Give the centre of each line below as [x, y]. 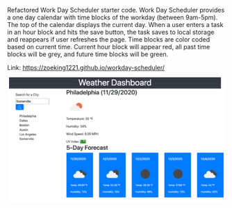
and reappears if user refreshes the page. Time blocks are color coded [109, 40]
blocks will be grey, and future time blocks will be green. [88, 54]
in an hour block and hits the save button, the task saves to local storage [111, 32]
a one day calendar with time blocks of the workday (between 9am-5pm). [113, 17]
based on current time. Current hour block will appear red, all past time [109, 47]
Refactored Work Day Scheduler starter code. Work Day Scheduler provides [116, 10]
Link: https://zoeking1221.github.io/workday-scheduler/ [86, 68]
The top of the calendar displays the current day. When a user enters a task [115, 25]
